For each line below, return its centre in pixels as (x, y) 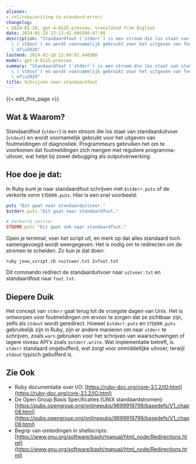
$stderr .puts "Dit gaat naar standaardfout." (62, 211)
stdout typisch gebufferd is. (39, 354)
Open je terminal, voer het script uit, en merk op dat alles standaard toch (93, 238)
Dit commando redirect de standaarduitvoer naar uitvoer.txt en (83, 272)
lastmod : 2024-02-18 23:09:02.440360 (52, 55)
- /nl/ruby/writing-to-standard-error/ (55, 17)
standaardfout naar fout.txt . (41, 279)
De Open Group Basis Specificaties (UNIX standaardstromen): (89, 399)
